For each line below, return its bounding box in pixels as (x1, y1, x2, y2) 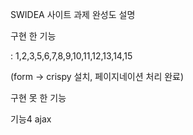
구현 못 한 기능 (10, 92, 67, 103)
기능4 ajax (10, 113, 52, 125)
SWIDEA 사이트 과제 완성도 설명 (10, 9, 136, 20)
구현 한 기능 (10, 30, 57, 42)
